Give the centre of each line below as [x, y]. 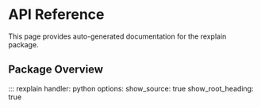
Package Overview [56, 70]
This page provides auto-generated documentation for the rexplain [117, 36]
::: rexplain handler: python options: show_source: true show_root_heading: [131, 88]
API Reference [56, 15]
